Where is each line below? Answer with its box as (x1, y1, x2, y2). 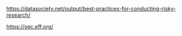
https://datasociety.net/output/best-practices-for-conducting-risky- (6, 5, 176, 12)
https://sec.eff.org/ (6, 23, 53, 30)
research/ (6, 11, 31, 19)
